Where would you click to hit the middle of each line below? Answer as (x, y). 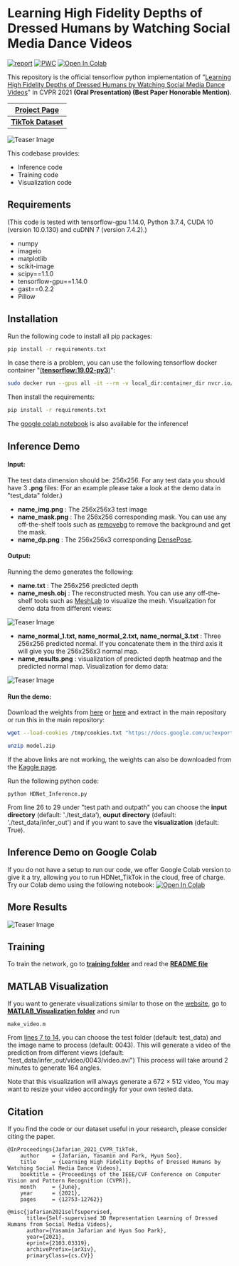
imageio (29, 250)
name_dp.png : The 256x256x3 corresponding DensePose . (105, 540)
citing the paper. (31, 1136)
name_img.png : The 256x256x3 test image (83, 509)
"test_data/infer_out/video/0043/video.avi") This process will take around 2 (118, 1060)
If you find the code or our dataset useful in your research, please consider (117, 1129)
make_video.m (27, 1024)
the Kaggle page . (33, 767)
